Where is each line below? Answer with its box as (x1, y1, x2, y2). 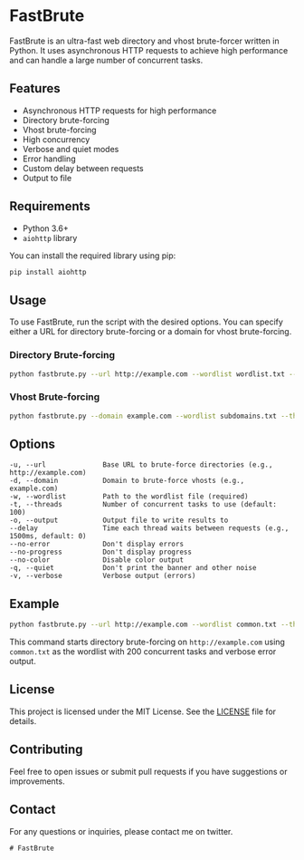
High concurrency (22, 133, 90, 145)
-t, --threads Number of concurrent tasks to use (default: (9, 500, 278, 509)
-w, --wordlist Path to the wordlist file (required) (9, 492, 249, 501)
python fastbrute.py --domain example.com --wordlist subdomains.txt (9, 411, 278, 420)
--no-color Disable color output (9, 556, 184, 565)
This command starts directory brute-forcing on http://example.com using (9, 636, 285, 648)
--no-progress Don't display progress (9, 547, 193, 557)
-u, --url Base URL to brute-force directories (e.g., (9, 460, 273, 469)
